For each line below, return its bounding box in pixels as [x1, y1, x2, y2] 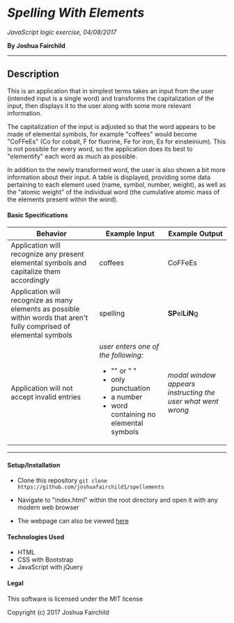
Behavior [36, 229, 68, 238]
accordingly [10, 275, 50, 285]
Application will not [10, 383, 73, 393]
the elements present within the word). [7, 195, 118, 203]
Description [7, 68, 59, 80]
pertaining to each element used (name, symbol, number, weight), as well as [7, 180, 226, 189]
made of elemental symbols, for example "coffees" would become [7, 130, 197, 138]
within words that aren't [10, 312, 88, 322]
